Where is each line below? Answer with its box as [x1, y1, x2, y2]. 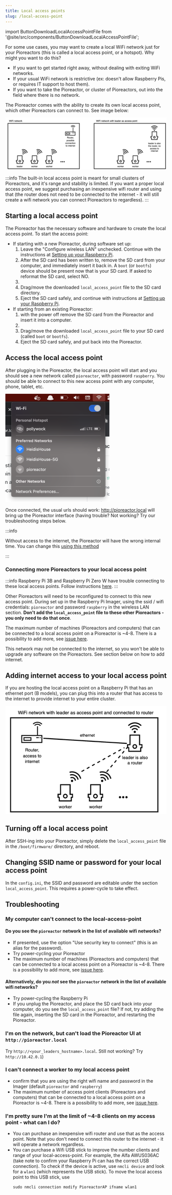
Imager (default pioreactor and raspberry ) [12, 1083, 102, 1089]
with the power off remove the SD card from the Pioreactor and [20, 311, 154, 317]
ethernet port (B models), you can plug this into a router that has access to [5, 690, 163, 697]
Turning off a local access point [5, 824, 108, 833]
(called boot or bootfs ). [20, 333, 69, 339]
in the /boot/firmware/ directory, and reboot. [5, 843, 100, 849]
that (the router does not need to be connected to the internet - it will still [5, 191, 159, 197]
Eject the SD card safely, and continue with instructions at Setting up [20, 295, 165, 301]
